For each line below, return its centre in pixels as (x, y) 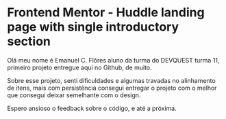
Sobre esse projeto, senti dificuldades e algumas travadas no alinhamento (111, 80)
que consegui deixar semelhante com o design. (74, 95)
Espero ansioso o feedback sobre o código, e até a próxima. (92, 108)
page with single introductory (93, 27)
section (29, 41)
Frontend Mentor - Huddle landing (106, 13)
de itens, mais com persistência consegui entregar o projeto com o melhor (112, 88)
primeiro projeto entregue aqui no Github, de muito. (79, 67)
